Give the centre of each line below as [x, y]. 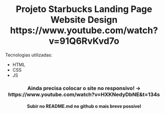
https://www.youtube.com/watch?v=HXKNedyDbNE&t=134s [84, 94]
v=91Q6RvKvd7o [84, 41]
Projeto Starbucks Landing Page [84, 9]
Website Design [84, 20]
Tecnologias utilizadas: [29, 55]
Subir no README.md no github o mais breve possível [84, 106]
